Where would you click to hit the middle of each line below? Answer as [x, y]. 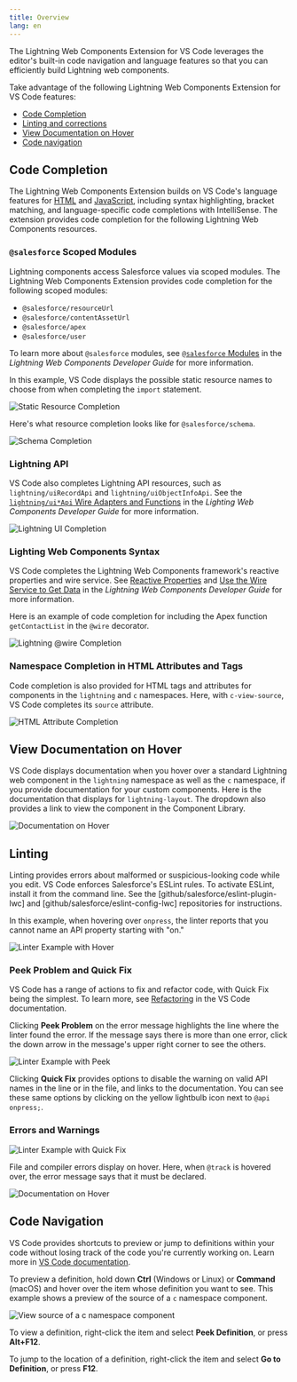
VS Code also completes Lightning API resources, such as [115, 483]
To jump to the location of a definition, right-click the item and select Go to [145, 1359]
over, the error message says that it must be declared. [108, 1176]
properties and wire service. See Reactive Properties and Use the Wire [138, 580]
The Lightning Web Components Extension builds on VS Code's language [143, 191]
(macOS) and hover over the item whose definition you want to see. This [141, 1288]
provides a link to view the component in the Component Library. [128, 808]
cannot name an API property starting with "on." [97, 930]
